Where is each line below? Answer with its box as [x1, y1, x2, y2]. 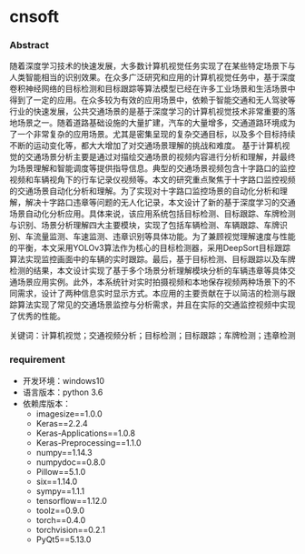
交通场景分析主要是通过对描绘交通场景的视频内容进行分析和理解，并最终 [25, 152, 296, 163]
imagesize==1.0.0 [35, 408, 103, 419]
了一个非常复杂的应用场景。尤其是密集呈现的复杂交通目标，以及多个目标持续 [9, 129, 296, 140]
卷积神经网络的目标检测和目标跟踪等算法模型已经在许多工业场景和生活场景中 [9, 84, 296, 95]
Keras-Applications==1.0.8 [35, 428, 136, 438]
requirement [9, 353, 65, 366]
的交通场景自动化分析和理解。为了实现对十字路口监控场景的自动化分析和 [9, 186, 280, 196]
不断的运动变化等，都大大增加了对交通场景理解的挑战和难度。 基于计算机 [9, 140, 282, 151]
